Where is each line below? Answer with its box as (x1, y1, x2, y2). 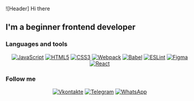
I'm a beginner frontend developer (5, 22, 136, 32)
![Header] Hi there (5, 5, 50, 12)
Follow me (5, 74, 36, 83)
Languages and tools (5, 40, 68, 48)
